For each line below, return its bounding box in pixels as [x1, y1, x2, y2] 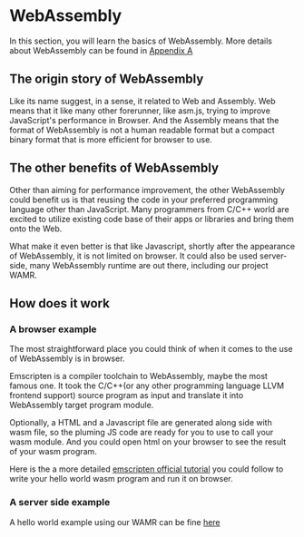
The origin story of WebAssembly [9, 72, 204, 87]
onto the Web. [9, 223, 63, 234]
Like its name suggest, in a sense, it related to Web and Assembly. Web [9, 95, 276, 106]
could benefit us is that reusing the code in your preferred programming [9, 194, 279, 205]
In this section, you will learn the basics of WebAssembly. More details [9, 35, 272, 46]
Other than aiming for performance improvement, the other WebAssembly [9, 184, 286, 195]
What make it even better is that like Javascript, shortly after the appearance [9, 240, 296, 251]
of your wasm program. [9, 446, 97, 457]
